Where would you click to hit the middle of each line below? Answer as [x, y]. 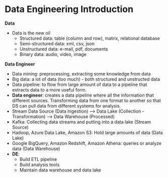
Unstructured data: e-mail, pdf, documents [64, 49]
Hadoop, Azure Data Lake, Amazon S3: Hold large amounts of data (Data [87, 132]
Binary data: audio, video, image [53, 54]
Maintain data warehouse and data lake [60, 170]
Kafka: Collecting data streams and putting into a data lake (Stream [81, 122]
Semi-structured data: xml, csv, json [57, 43]
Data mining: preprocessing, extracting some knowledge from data [81, 73]
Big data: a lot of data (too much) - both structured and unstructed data [86, 79]
